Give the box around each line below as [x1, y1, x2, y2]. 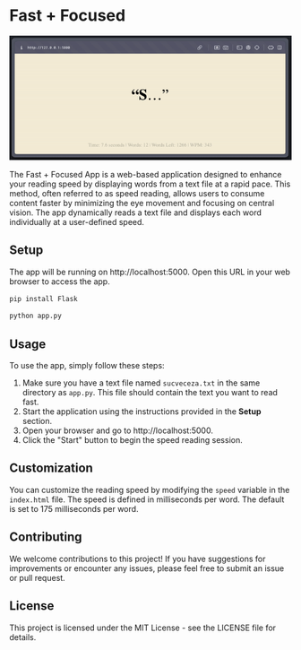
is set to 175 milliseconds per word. [9, 503, 139, 514]
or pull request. [9, 572, 65, 583]
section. [21, 416, 53, 427]
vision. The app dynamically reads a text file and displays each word [9, 207, 262, 218]
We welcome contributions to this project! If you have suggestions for [9, 553, 266, 564]
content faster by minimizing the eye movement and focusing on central [9, 197, 275, 208]
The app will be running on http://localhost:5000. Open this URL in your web [9, 266, 291, 277]
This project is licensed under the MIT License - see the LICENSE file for [9, 622, 276, 633]
